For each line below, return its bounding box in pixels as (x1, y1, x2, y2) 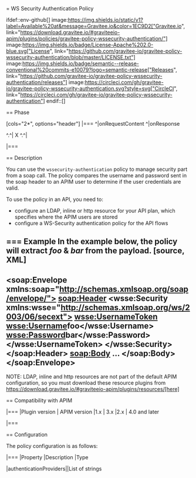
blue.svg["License (6, 48, 50, 55)
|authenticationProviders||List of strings (6, 465, 102, 472)
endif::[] (46, 97, 66, 105)
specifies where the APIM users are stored (14, 214, 118, 220)
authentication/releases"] (6, 79, 67, 86)
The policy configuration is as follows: (6, 443, 98, 450)
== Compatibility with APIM (6, 397, 72, 404)
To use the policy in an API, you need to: (6, 196, 104, 203)
